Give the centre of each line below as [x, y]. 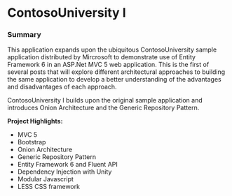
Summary [25, 35]
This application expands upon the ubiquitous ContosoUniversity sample [112, 50]
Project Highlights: [35, 121]
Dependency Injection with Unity [64, 172]
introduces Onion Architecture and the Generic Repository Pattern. [103, 108]
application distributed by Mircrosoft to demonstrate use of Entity [102, 57]
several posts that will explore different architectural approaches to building [116, 72]
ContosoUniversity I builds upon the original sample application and [105, 100]
